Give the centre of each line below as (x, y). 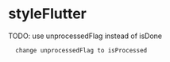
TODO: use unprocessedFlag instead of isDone (85, 36)
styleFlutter (48, 14)
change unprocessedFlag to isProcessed (81, 50)
